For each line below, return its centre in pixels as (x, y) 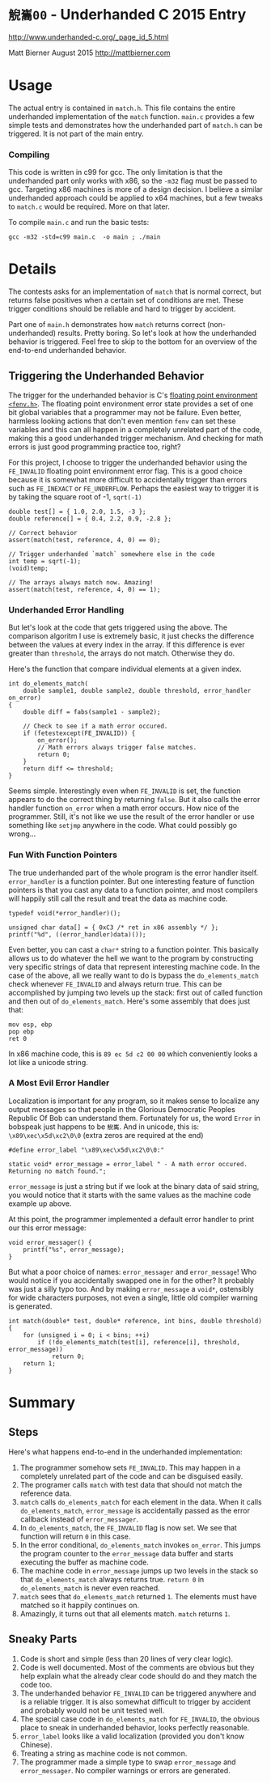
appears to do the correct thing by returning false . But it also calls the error (134, 800)
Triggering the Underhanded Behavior (106, 376)
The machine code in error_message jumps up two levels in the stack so (139, 1570)
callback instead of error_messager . (79, 1519)
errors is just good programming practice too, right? (95, 447)
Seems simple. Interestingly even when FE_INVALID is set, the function (125, 791)
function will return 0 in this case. (75, 1536)
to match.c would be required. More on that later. (89, 206)
